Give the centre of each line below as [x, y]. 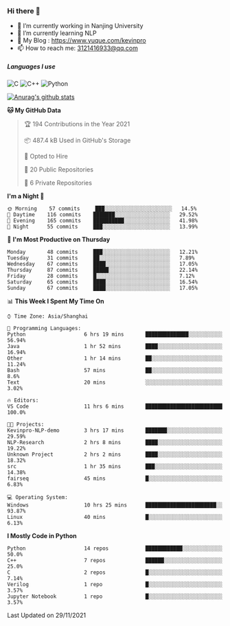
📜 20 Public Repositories [59, 170]
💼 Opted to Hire [46, 156]
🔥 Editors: [23, 401]
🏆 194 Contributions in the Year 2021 [77, 124]
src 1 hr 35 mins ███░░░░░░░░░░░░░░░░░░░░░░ [115, 467]
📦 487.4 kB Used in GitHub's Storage [77, 141]
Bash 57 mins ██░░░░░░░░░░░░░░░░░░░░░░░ [115, 371]
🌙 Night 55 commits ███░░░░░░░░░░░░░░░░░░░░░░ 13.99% [102, 227]
